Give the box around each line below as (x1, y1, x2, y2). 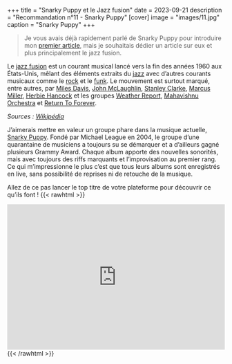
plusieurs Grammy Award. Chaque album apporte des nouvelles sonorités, (7, 148, 219, 156)
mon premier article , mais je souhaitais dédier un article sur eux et (23, 42, 213, 49)
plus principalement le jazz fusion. (23, 48, 122, 57)
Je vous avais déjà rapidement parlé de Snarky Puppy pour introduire (23, 34, 222, 42)
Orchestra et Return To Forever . (7, 99, 97, 107)
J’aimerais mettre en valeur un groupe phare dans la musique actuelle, (7, 126, 207, 134)
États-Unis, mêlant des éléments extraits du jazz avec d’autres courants (7, 69, 211, 78)
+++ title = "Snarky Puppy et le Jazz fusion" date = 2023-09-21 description (7, 6, 222, 14)
